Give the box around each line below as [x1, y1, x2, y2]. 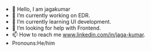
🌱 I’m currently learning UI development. [11, 18, 112, 25]
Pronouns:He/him [11, 40, 56, 47]
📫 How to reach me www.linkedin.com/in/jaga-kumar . [11, 31, 146, 38]
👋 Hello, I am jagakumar [11, 6, 70, 12]
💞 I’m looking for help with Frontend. [11, 24, 101, 31]
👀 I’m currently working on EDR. [11, 12, 91, 19]
